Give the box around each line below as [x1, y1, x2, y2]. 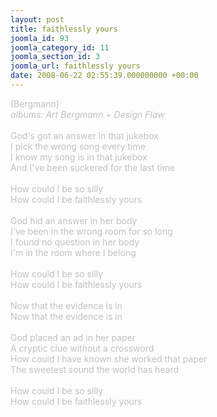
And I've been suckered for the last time [10, 161, 175, 173]
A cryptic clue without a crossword [10, 342, 155, 354]
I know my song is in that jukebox [10, 151, 148, 163]
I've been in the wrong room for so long [10, 225, 173, 237]
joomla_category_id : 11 [10, 42, 110, 53]
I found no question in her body [10, 236, 140, 248]
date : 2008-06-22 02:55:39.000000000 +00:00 [10, 71, 199, 81]
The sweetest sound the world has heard [10, 363, 180, 375]
